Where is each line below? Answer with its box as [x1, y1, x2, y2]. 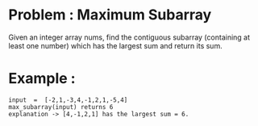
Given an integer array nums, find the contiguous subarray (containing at [8, 32, 251, 42]
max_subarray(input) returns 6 [8, 103, 114, 111]
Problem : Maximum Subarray [8, 6, 212, 24]
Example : [8, 69, 76, 88]
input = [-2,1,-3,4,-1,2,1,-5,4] [8, 95, 128, 104]
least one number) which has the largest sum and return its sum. [8, 40, 223, 50]
